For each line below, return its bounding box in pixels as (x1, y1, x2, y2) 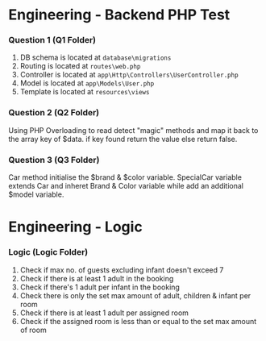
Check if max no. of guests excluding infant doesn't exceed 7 (19, 264, 224, 275)
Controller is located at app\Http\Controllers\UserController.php (19, 70, 239, 80)
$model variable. (8, 189, 64, 199)
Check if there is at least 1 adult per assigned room (19, 308, 189, 318)
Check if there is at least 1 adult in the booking (19, 273, 174, 283)
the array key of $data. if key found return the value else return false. (8, 134, 238, 143)
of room (19, 325, 47, 335)
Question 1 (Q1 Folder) (8, 35, 97, 46)
